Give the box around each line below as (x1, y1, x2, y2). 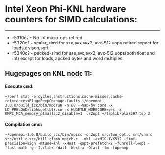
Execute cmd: (5, 83, 34, 89)
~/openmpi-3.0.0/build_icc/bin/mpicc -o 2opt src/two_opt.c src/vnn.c (5, 132, 153, 137)
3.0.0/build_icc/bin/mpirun (5, 103, 63, 108)
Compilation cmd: (5, 121, 43, 128)
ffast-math (5, 145, 27, 150)
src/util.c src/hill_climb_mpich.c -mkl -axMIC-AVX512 (5, 136, 122, 141)
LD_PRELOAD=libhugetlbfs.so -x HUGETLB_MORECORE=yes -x (5, 107, 122, 112)
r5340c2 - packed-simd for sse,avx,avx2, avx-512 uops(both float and (12, 50, 155, 56)
